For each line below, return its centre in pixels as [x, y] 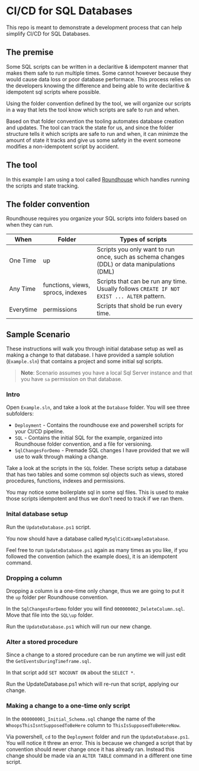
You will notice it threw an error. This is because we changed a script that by [99, 743]
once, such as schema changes [141, 257]
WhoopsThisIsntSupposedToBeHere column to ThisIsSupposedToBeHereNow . [94, 725]
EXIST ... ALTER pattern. [131, 296]
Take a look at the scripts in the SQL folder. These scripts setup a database [97, 468]
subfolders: [20, 414]
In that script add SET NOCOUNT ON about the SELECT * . [70, 672]
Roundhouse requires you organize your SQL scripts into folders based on [97, 218]
